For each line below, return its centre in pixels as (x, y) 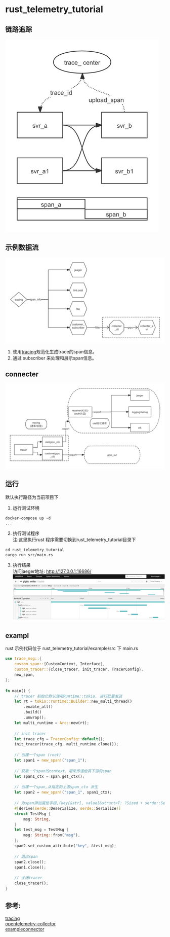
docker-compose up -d (28, 518)
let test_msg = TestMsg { (42, 830)
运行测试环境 (26, 508)
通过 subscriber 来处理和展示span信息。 (55, 358)
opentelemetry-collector (31, 923)
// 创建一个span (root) (38, 755)
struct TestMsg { (33, 814)
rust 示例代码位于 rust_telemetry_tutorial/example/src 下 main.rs (72, 648)
